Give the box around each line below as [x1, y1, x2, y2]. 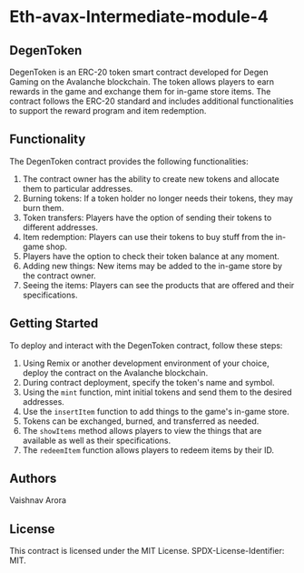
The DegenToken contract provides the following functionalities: [9, 156, 250, 166]
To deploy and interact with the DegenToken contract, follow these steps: [9, 339, 283, 351]
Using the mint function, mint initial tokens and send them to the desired [22, 387, 292, 397]
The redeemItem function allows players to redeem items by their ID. [22, 444, 275, 456]
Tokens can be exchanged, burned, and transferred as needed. [22, 416, 260, 427]
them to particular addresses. [22, 183, 133, 194]
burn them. [22, 202, 64, 213]
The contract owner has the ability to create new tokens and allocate [22, 173, 279, 184]
